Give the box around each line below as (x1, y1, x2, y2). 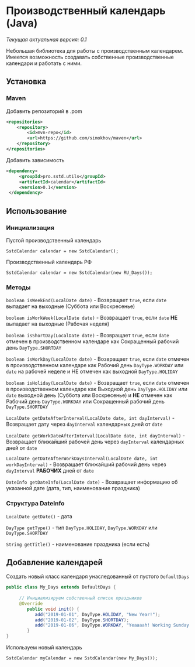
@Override (19, 600, 43, 607)
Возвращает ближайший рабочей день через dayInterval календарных (6, 438, 184, 446)
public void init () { (27, 606, 80, 612)
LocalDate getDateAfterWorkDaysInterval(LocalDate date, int (6, 456, 158, 462)
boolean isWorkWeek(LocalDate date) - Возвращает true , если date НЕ (6, 314, 178, 321)
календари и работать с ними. (6, 60, 82, 67)
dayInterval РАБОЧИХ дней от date (6, 467, 95, 474)
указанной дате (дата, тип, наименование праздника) (6, 485, 140, 492)
